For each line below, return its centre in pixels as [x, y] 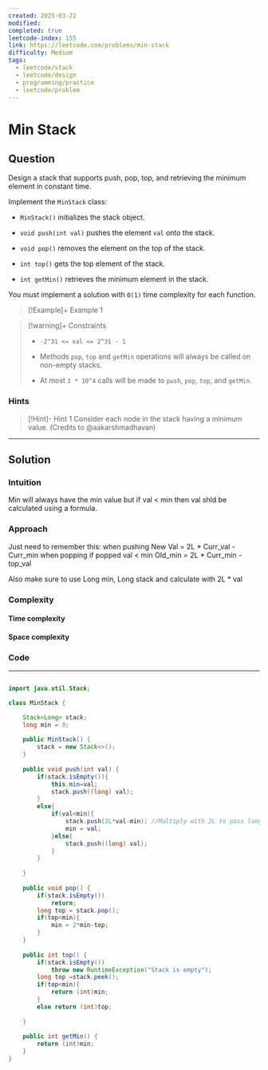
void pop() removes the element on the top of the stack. [112, 248]
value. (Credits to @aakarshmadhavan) [92, 427]
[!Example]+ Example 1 [65, 310]
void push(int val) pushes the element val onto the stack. [117, 233]
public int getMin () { [60, 1036]
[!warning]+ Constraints [67, 326]
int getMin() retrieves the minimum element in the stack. [114, 279]
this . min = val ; [74, 784]
